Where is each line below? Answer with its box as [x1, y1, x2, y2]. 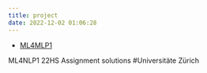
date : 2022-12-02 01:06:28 [8, 19, 97, 27]
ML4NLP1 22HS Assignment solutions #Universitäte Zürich [8, 56, 200, 65]
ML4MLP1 [19, 40, 53, 49]
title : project [8, 11, 58, 20]
